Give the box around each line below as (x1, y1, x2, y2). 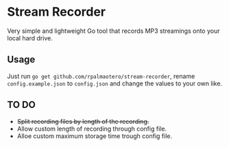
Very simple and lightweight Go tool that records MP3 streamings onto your (7, 27, 220, 35)
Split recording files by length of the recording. (16, 117, 149, 125)
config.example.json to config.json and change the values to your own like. (7, 79, 223, 88)
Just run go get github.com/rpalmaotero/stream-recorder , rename (7, 72, 195, 80)
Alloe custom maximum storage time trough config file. (16, 131, 173, 140)
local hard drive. (7, 34, 53, 42)
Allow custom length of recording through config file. (16, 124, 167, 133)
